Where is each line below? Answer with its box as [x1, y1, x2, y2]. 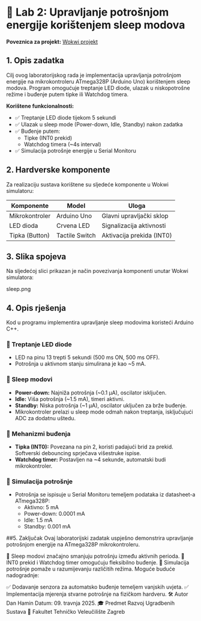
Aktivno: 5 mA [23, 504, 59, 511]
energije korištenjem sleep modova [6, 18, 185, 32]
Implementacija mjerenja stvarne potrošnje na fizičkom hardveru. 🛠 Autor [6, 590, 188, 598]
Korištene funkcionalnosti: [6, 102, 74, 109]
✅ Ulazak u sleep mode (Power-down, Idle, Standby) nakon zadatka [14, 120, 183, 128]
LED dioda [9, 221, 38, 230]
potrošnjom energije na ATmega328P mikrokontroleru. [6, 541, 140, 548]
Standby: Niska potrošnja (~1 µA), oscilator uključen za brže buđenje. [14, 402, 187, 409]
